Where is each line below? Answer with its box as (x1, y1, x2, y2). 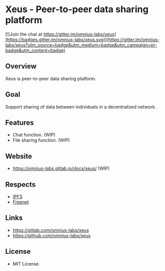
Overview (5, 62, 37, 71)
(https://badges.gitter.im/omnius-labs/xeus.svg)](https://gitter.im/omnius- (5, 37, 160, 43)
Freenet (12, 199, 29, 205)
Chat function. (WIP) (12, 132, 56, 138)
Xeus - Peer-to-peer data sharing (5, 4, 149, 15)
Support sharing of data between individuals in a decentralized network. (5, 104, 156, 110)
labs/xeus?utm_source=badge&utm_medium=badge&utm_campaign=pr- (5, 42, 157, 48)
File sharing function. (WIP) (12, 137, 70, 143)
